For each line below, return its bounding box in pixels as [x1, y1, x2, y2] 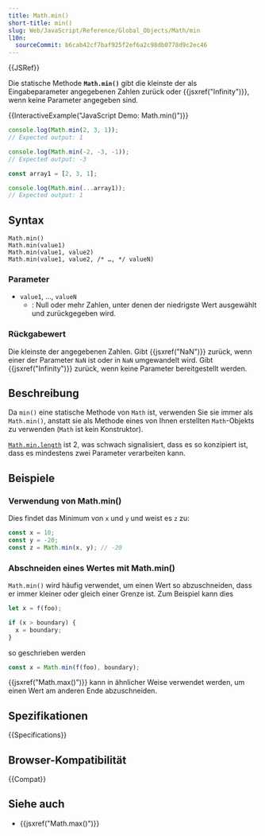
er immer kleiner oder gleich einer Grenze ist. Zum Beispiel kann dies [8, 589, 234, 599]
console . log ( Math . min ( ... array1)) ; [8, 184, 126, 192]
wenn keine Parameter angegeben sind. [8, 95, 139, 105]
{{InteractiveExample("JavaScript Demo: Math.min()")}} [8, 111, 189, 120]
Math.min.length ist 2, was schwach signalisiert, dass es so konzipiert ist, [8, 440, 248, 449]
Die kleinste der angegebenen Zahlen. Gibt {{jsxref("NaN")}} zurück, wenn [8, 347, 252, 356]
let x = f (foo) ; [8, 605, 62, 612]
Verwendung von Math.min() [8, 495, 122, 506]
